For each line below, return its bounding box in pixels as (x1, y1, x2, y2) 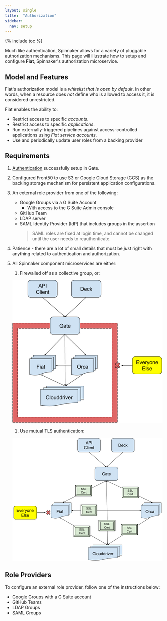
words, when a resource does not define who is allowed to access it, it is (5, 91, 155, 97)
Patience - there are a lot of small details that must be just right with (12, 245, 152, 251)
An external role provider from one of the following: (12, 190, 118, 196)
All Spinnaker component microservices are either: (12, 260, 117, 266)
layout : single (5, 8, 37, 13)
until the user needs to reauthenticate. (32, 235, 111, 242)
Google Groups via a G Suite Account (19, 199, 97, 205)
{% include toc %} (5, 38, 43, 44)
